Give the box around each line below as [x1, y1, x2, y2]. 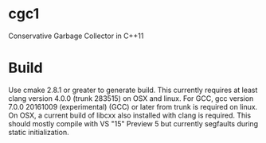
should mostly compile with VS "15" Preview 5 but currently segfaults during [8, 118, 259, 128]
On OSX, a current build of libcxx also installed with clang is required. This [8, 110, 252, 120]
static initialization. [8, 127, 69, 137]
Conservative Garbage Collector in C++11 [8, 31, 144, 41]
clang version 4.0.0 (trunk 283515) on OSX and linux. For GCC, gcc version [8, 93, 254, 103]
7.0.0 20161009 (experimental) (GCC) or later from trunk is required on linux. [8, 102, 258, 111]
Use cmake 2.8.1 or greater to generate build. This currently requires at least [8, 85, 258, 95]
